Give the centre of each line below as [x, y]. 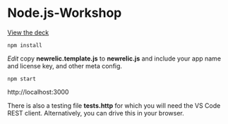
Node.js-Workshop [65, 13]
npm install [25, 45]
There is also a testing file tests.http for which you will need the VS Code [114, 105]
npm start [22, 79]
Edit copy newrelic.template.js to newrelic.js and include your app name [114, 58]
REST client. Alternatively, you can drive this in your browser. [96, 113]
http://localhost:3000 [38, 92]
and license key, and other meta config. [65, 66]
